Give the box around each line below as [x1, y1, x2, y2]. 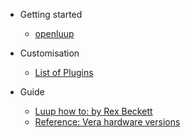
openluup [34, 28, 75, 39]
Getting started [19, 9, 83, 20]
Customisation [19, 47, 80, 59]
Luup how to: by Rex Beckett [34, 105, 153, 117]
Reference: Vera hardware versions [34, 116, 181, 128]
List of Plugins [34, 67, 94, 78]
